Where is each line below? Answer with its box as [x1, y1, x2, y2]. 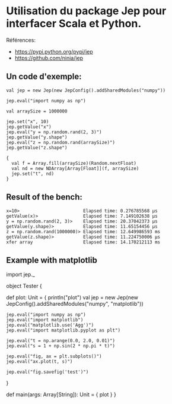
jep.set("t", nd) [11, 171, 55, 177]
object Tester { [6, 283, 43, 290]
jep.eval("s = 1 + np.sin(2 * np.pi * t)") [6, 343, 116, 349]
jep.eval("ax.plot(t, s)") [6, 359, 73, 365]
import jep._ [6, 271, 36, 278]
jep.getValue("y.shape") [6, 134, 68, 140]
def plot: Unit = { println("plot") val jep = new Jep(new [6, 294, 138, 301]
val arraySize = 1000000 [6, 108, 68, 114]
